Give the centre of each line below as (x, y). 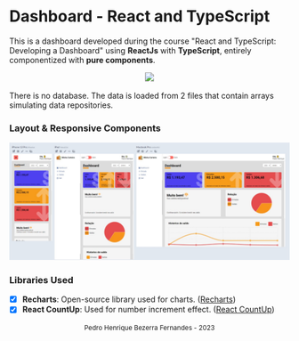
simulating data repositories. (61, 105)
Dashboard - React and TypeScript (140, 16)
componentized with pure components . (82, 60)
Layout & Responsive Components (85, 128)
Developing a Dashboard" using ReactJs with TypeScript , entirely (130, 50)
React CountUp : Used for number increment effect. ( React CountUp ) (148, 310)
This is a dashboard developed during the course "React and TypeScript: (143, 41)
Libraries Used (41, 280)
